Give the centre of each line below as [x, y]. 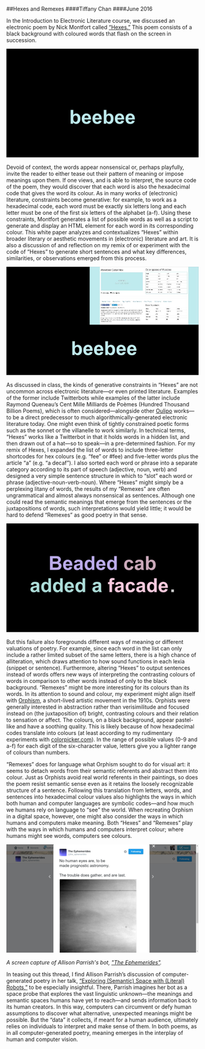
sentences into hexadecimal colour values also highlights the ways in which [101, 797]
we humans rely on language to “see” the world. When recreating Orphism [100, 810]
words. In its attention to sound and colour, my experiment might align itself [101, 693]
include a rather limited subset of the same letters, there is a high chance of [101, 655]
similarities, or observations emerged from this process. [77, 258]
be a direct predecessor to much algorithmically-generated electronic [100, 417]
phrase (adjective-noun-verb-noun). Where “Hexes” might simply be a [95, 482]
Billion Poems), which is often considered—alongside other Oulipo [89, 411]
